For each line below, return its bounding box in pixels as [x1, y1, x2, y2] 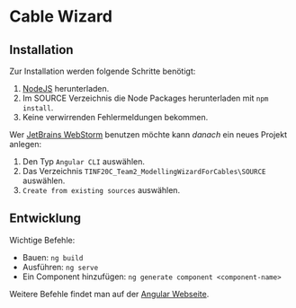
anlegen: [9, 139, 42, 149]
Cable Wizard [9, 6, 112, 27]
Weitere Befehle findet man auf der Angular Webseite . [9, 288, 210, 299]
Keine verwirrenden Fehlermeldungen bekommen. [22, 112, 209, 122]
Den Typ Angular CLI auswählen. [22, 156, 146, 167]
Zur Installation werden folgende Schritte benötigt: [9, 66, 196, 76]
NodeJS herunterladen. [22, 84, 110, 93]
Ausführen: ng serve [22, 261, 99, 272]
